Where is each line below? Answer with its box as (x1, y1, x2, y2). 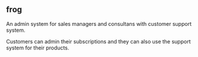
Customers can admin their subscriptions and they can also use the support (6, 38, 191, 45)
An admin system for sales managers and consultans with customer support (6, 20, 192, 27)
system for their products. (6, 44, 70, 51)
